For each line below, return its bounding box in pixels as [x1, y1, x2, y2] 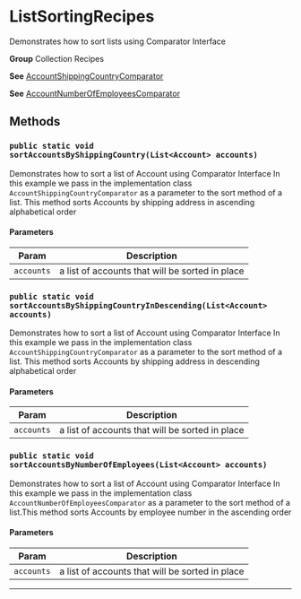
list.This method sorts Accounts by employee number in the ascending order [9, 507, 292, 517]
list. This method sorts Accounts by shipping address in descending [9, 356, 260, 367]
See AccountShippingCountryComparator [9, 70, 164, 82]
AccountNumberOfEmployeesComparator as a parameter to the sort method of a [9, 497, 291, 508]
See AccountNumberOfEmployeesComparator [9, 88, 181, 99]
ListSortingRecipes [9, 6, 155, 27]
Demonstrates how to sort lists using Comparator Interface [9, 36, 227, 47]
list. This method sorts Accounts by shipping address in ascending [9, 196, 255, 207]
